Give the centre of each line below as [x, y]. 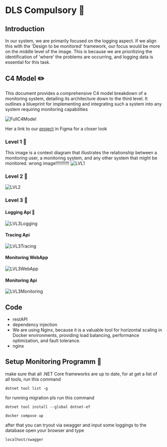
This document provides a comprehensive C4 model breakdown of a [76, 93]
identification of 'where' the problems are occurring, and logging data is [79, 57]
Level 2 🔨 [16, 176]
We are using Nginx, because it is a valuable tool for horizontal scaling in [87, 330]
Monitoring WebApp [27, 258]
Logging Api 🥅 [20, 212]
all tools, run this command [33, 379]
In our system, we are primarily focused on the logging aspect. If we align [81, 41]
